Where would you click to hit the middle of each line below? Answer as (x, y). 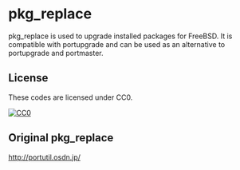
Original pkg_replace (61, 138)
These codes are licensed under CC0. (71, 97)
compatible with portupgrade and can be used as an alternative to (117, 44)
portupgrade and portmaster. (56, 53)
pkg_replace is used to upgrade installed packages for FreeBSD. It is (120, 36)
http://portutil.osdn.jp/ (45, 157)
